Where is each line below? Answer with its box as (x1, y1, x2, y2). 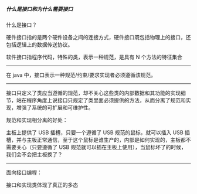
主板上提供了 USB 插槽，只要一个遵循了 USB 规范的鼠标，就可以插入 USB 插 (6, 129, 191, 136)
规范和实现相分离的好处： (6, 116, 68, 123)
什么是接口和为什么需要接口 (6, 5, 73, 12)
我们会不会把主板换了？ (6, 151, 63, 158)
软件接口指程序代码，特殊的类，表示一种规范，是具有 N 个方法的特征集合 (6, 53, 183, 60)
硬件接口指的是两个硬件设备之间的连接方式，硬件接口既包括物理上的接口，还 (6, 33, 191, 40)
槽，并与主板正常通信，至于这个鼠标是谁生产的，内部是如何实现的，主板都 (6, 136, 186, 143)
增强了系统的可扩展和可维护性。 (16, 104, 94, 111)
